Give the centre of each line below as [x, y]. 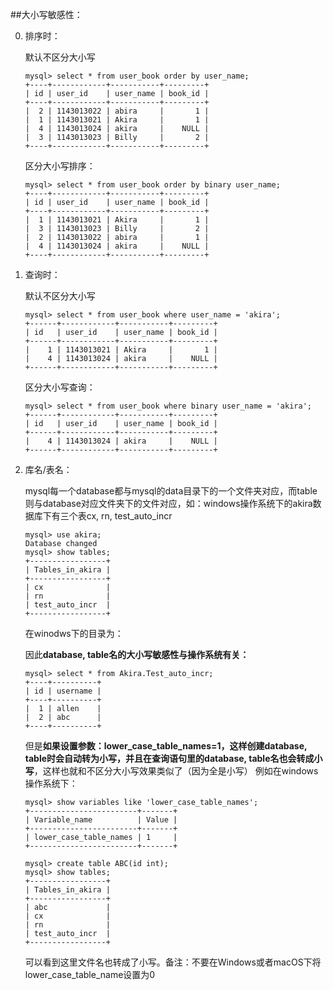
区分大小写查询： [60, 387]
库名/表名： [48, 469]
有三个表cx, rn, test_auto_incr [112, 516]
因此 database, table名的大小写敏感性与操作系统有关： [137, 654]
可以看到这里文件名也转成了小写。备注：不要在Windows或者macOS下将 [173, 962]
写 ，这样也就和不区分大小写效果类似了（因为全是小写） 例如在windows [171, 771]
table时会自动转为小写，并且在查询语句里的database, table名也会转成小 [173, 758]
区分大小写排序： [60, 166]
